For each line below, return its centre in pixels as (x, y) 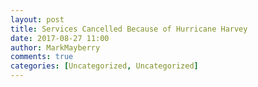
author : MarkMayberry (55, 47)
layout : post (37, 19)
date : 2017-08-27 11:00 (60, 38)
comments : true (42, 57)
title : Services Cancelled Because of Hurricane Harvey (129, 29)
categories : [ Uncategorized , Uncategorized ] (104, 66)
